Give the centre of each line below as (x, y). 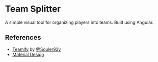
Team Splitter (33, 9)
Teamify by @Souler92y (37, 49)
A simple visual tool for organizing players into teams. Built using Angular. (79, 22)
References (23, 38)
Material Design (28, 54)
